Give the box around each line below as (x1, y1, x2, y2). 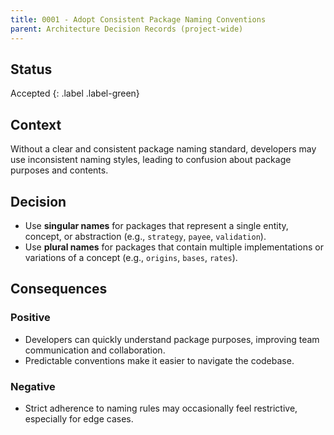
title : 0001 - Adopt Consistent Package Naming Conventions (10, 14, 267, 25)
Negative (10, 379, 56, 393)
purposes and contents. (10, 164, 109, 176)
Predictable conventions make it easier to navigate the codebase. (24, 354, 295, 366)
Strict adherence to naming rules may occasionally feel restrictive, (24, 402, 298, 414)
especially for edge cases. (24, 412, 134, 425)
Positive (10, 311, 51, 325)
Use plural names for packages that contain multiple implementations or (24, 241, 324, 253)
